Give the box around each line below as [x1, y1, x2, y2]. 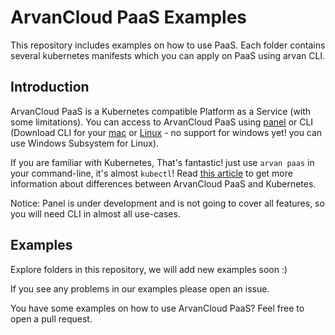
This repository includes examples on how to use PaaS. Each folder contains [10, 39, 326, 51]
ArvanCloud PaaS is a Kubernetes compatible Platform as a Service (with [10, 105, 312, 117]
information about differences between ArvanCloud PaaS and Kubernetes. [10, 177, 317, 190]
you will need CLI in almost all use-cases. [10, 207, 181, 220]
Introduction [10, 79, 90, 96]
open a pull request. [10, 312, 93, 325]
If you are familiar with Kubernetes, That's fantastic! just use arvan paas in [10, 156, 315, 168]
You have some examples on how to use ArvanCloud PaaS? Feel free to [10, 302, 305, 314]
